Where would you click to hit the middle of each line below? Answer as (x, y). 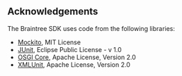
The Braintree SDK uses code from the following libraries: (91, 28)
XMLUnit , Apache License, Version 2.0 (74, 64)
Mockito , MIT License (49, 42)
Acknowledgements (53, 12)
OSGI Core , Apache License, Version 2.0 (77, 57)
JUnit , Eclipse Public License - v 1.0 (69, 49)
